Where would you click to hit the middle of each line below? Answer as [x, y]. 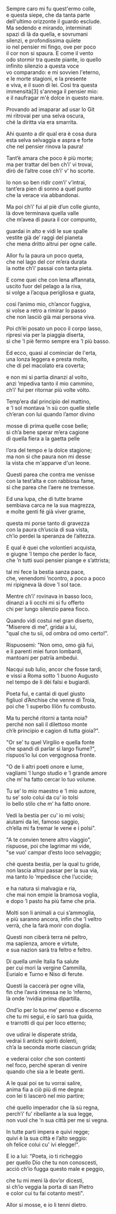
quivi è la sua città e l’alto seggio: [47, 1138]
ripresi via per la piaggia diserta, [46, 335]
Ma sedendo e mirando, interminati [49, 28]
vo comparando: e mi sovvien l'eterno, [53, 72]
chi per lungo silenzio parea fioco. [48, 609]
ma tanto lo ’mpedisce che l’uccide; [50, 877]
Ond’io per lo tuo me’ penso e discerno [54, 1010]
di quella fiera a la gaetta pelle [43, 439]
